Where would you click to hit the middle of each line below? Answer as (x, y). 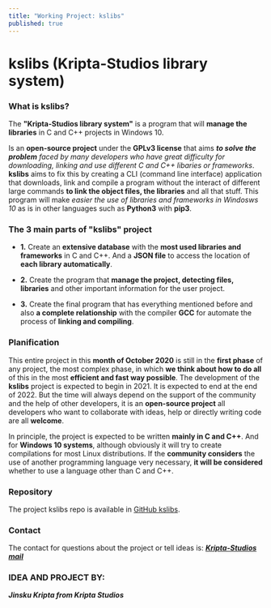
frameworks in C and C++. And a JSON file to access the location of (135, 255)
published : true (36, 24)
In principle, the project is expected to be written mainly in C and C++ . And (133, 436)
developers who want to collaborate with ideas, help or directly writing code (135, 412)
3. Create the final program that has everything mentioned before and (136, 304)
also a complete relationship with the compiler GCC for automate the (136, 313)
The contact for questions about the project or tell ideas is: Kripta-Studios (133, 548)
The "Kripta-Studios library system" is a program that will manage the (128, 123)
